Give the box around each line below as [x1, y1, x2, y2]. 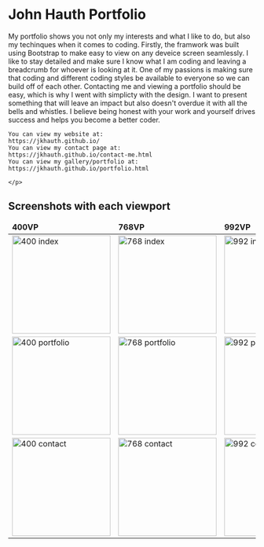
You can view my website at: [8, 130, 104, 138]
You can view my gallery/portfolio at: [8, 157, 139, 166]
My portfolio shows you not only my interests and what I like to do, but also [8, 31, 251, 41]
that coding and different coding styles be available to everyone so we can [8, 73, 250, 83]
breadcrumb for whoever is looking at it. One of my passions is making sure [8, 64, 253, 74]
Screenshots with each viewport [8, 200, 170, 213]
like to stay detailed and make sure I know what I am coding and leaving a [8, 57, 247, 66]
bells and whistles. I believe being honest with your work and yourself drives [8, 106, 255, 116]
